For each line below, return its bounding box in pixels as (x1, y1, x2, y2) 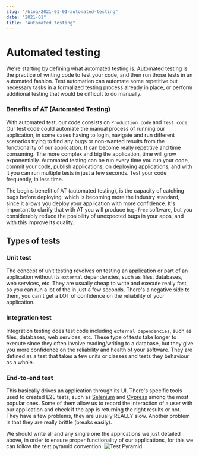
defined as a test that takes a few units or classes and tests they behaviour (6, 352, 189, 360)
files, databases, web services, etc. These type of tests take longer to (6, 334, 177, 341)
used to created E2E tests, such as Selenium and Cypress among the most (6, 393, 189, 400)
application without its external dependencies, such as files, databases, (6, 273, 183, 281)
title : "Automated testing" (6, 20, 76, 26)
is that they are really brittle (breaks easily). (6, 419, 112, 426)
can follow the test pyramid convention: (6, 442, 103, 449)
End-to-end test (6, 373, 53, 382)
